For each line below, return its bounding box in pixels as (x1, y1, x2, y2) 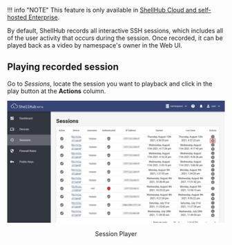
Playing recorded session (7, 61, 119, 73)
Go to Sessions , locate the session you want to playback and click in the (7, 79, 213, 88)
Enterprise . (28, 13, 60, 21)
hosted (7, 13, 28, 21)
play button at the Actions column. (7, 86, 106, 95)
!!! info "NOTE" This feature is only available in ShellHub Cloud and (7, 6, 197, 14)
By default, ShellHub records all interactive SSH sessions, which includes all (7, 27, 223, 35)
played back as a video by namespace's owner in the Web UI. (7, 41, 183, 49)
